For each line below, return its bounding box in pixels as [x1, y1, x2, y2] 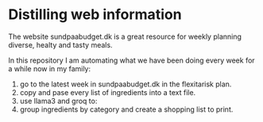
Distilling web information [8, 6, 182, 24]
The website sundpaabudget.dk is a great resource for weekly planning [8, 32, 242, 41]
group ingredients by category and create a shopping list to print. [19, 105, 234, 114]
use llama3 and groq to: [19, 96, 98, 105]
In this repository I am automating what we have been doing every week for [8, 55, 256, 65]
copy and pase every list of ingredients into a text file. [19, 87, 196, 97]
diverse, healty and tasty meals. [8, 40, 113, 49]
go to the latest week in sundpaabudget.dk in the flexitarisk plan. [19, 79, 232, 89]
